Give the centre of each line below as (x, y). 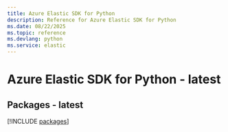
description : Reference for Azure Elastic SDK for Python (92, 20)
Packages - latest (45, 105)
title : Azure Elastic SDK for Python (61, 13)
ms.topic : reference (37, 33)
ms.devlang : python (35, 39)
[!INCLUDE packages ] (38, 121)
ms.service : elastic (37, 45)
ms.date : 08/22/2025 (37, 26)
